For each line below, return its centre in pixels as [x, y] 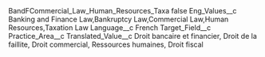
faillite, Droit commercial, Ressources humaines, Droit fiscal [106, 44]
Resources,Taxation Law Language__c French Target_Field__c [110, 28]
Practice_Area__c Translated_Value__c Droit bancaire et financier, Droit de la [133, 36]
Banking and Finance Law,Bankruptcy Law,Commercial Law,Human [119, 19]
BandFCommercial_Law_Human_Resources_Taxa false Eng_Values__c [123, 11]
